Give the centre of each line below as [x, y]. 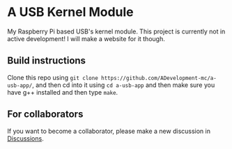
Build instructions [46, 61]
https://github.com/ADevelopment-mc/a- [159, 78]
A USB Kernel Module [70, 12]
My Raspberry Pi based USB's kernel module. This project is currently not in [116, 31]
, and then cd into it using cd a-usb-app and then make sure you [124, 85]
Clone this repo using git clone [53, 77]
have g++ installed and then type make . [63, 92]
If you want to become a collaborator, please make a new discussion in [109, 131]
